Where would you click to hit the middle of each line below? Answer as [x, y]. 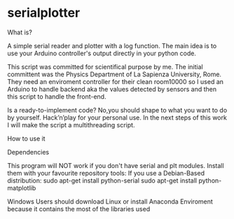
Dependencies [28, 152]
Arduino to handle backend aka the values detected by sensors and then [112, 89]
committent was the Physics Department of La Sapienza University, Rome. [115, 74]
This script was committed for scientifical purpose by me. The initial [105, 66]
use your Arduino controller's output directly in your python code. [102, 53]
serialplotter [44, 13]
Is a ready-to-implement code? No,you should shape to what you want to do [117, 110]
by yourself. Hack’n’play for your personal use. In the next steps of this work [117, 118]
